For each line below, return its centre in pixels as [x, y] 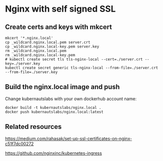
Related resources [33, 127]
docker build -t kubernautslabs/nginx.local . [53, 107]
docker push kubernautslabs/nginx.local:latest [54, 112]
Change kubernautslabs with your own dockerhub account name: [71, 99]
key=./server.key [23, 64]
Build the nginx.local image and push [62, 87]
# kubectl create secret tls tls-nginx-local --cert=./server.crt [74, 59]
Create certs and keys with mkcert [59, 27]
